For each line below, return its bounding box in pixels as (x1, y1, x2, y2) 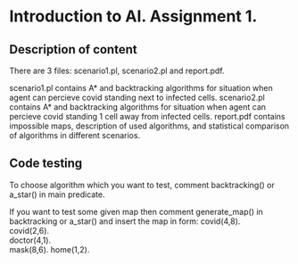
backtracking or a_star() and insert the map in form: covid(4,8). (9, 216, 241, 227)
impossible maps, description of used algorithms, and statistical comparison (9, 120, 290, 131)
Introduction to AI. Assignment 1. (9, 6, 258, 27)
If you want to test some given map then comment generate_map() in (9, 206, 263, 217)
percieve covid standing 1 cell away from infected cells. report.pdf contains (9, 111, 286, 121)
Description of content (9, 42, 137, 57)
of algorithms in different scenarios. (9, 130, 141, 140)
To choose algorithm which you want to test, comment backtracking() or (9, 179, 275, 190)
